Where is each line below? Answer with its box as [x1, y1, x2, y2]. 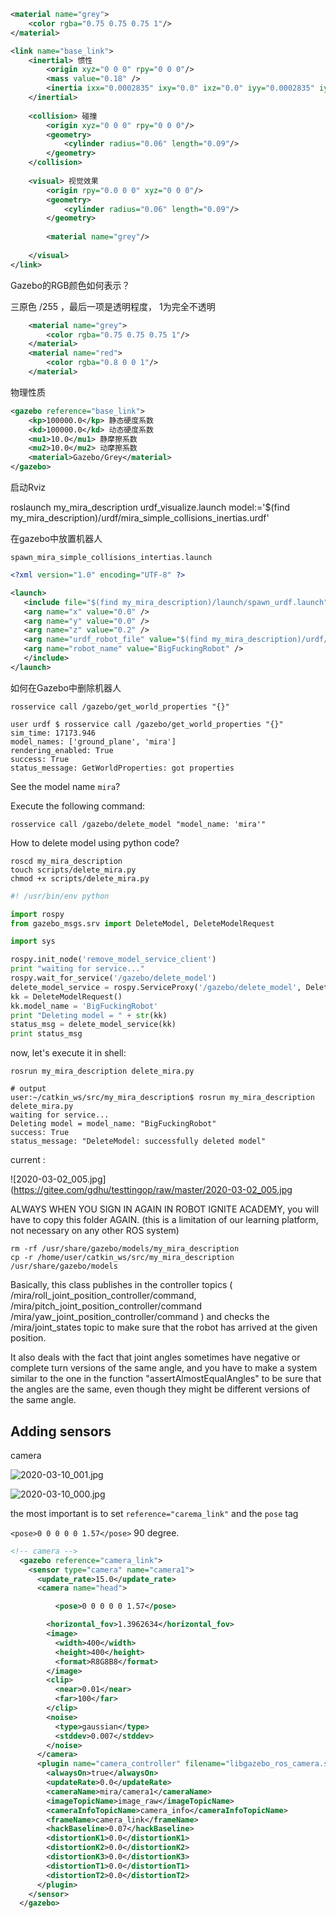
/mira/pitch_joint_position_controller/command [10, 1300, 203, 1312]
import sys [10, 936, 56, 947]
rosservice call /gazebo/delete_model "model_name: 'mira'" [10, 819, 267, 829]
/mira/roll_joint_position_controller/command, [10, 1290, 197, 1302]
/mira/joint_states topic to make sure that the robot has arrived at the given [10, 1321, 318, 1334]
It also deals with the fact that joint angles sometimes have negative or [10, 1351, 301, 1364]
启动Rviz [10, 481, 46, 493]
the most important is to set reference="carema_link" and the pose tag [10, 1507, 299, 1519]
